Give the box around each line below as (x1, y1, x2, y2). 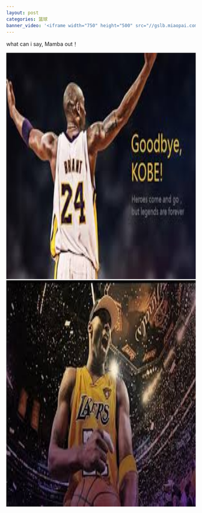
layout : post (6, 10, 39, 16)
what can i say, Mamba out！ (6, 40, 78, 48)
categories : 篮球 (6, 16, 48, 22)
